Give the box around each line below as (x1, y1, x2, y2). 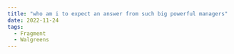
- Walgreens (14, 36, 50, 43)
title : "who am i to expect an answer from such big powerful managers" (7, 10, 228, 18)
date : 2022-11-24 (7, 17, 59, 24)
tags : (7, 23, 24, 30)
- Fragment (14, 29, 46, 37)
